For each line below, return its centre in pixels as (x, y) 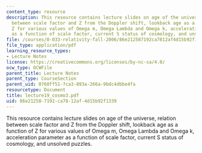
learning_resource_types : (38, 51)
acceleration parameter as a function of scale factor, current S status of (95, 137)
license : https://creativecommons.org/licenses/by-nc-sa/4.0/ (86, 62)
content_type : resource (36, 12)
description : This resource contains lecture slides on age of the (93, 17)
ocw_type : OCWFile (29, 67)
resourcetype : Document (36, 90)
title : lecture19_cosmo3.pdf (43, 95)
